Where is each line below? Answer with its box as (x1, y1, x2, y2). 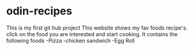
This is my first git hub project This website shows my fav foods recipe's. (6, 24, 188, 31)
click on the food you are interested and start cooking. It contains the (6, 30, 178, 37)
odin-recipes (6, 4, 72, 18)
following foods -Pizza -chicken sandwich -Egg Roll (6, 37, 135, 44)
